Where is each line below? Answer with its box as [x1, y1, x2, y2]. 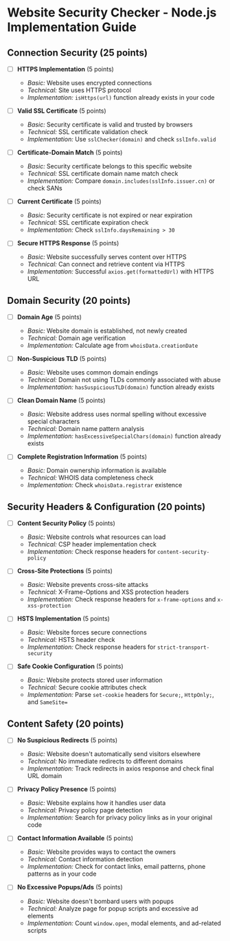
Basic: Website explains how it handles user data [27, 799, 166, 807]
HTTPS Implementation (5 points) [16, 65, 115, 73]
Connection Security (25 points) [7, 47, 148, 58]
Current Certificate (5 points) [16, 197, 102, 206]
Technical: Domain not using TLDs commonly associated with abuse [27, 376, 221, 384]
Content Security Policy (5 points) [16, 519, 115, 527]
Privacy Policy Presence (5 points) [16, 785, 117, 793]
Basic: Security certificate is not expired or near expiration [27, 211, 193, 219]
